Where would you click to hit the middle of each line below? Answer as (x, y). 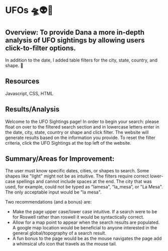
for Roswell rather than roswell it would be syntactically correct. (78, 217)
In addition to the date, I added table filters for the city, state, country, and (81, 60)
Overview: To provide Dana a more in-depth (75, 32)
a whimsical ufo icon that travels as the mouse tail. (64, 244)
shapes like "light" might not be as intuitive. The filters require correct (77, 176)
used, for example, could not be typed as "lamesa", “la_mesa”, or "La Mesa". (84, 187)
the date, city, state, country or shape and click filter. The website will (77, 132)
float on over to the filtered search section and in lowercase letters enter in (82, 127)
